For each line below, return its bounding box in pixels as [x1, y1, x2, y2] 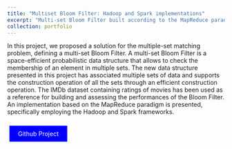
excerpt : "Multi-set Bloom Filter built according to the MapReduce [7, 17, 209, 23]
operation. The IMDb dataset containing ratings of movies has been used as [7, 86, 223, 94]
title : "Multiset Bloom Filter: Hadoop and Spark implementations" [7, 10, 206, 17]
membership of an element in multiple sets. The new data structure [7, 63, 198, 72]
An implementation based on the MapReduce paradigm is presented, [7, 101, 203, 109]
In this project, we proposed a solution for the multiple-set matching [7, 42, 200, 50]
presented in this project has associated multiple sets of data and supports [7, 71, 220, 79]
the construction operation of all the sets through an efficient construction [7, 79, 217, 87]
